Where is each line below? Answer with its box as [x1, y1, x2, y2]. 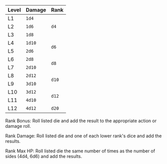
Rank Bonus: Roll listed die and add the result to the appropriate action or [5, 118, 157, 124]
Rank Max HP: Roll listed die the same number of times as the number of [5, 148, 155, 154]
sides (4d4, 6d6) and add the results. [5, 153, 82, 159]
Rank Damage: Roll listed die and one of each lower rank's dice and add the [5, 133, 162, 139]
